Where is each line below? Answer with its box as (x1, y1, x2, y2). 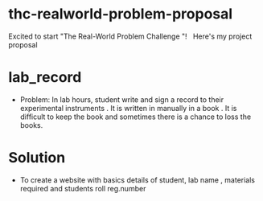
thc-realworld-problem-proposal (8, 5, 233, 23)
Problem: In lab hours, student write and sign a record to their (19, 94, 224, 105)
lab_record (8, 68, 82, 87)
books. (19, 120, 43, 129)
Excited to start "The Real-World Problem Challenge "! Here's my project (8, 31, 253, 41)
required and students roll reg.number (19, 183, 146, 193)
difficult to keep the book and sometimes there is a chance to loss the (19, 112, 252, 121)
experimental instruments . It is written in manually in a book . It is (19, 103, 237, 113)
